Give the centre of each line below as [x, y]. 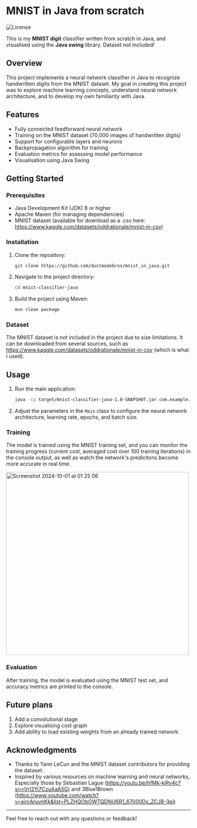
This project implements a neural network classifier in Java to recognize [93, 77]
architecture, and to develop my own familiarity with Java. [76, 96]
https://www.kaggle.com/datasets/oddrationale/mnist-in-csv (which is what [98, 350]
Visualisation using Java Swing [52, 160]
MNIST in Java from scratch [75, 11]
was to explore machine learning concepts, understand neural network [91, 90]
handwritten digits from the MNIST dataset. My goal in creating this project [96, 84]
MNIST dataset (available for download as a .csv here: [80, 221]
